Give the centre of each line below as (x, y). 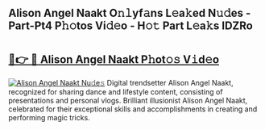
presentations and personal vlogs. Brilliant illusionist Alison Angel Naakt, (128, 101)
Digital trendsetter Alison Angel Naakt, (170, 83)
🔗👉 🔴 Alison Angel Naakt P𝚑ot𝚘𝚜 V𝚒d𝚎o (114, 59)
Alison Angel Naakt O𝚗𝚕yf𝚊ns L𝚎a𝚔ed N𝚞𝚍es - (130, 13)
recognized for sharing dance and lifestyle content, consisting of (116, 92)
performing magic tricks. (49, 117)
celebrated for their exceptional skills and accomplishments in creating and (133, 109)
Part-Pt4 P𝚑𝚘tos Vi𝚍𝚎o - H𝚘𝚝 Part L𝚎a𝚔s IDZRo (131, 26)
